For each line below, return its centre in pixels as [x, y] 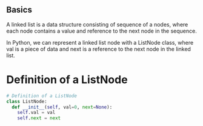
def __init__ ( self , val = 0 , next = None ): [62, 107]
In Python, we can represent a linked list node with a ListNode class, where [100, 42]
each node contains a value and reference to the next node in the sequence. [101, 31]
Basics [19, 10]
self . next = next [39, 118]
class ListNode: [27, 101]
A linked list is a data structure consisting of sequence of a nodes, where [97, 24]
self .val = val [36, 113]
